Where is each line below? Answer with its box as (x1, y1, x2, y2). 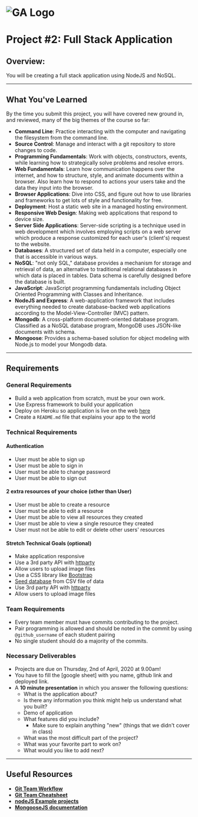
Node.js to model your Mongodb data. (14, 341, 107, 348)
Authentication (6, 443, 44, 450)
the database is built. (14, 278, 66, 285)
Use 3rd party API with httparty (14, 584, 91, 591)
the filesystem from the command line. (14, 134, 108, 141)
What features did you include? (23, 715, 100, 722)
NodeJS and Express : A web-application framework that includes (14, 297, 175, 304)
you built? (23, 703, 48, 710)
